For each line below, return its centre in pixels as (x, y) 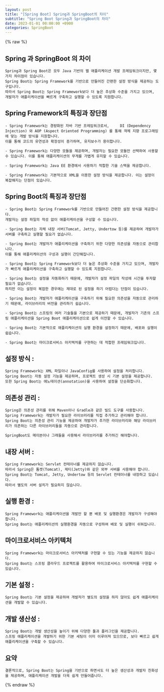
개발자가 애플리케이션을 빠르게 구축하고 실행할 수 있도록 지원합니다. (64, 97)
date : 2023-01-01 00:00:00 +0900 (39, 23)
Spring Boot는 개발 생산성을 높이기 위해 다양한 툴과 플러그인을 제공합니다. (72, 631)
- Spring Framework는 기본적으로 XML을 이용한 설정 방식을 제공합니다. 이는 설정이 (80, 175)
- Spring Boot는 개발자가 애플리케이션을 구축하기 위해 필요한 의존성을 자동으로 (76, 298)
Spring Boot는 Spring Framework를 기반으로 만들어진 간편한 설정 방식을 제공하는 (79, 81)
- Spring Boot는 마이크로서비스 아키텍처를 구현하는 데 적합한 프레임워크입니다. (76, 342)
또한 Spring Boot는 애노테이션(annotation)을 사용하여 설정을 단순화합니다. (74, 382)
